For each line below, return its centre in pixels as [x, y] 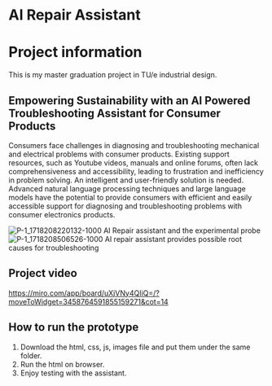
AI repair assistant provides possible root [173, 239]
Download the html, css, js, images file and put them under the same [135, 347]
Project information [75, 53]
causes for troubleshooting [54, 248]
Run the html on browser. [62, 364]
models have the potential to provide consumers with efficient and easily [130, 197]
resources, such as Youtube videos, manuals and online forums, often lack [134, 162]
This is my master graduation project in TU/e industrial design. [113, 75]
